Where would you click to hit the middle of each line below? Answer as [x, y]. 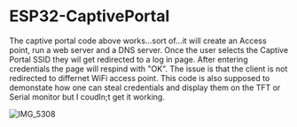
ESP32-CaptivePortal [90, 16]
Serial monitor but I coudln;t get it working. [87, 97]
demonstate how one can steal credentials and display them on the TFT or [145, 87]
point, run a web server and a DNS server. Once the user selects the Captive [149, 49]
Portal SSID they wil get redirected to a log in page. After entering [129, 59]
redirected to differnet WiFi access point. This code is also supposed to [140, 78]
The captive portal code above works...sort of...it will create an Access [138, 41]
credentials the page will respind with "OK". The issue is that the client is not [148, 69]
